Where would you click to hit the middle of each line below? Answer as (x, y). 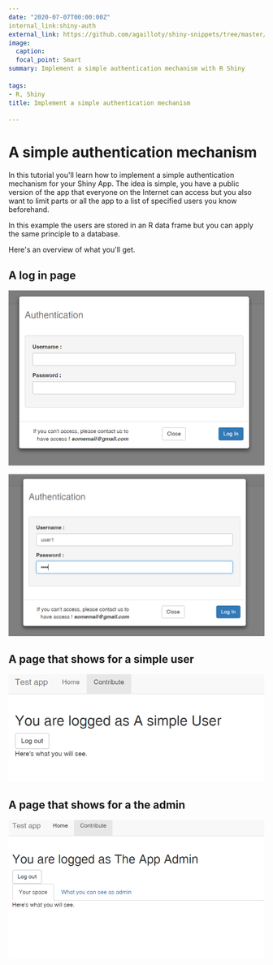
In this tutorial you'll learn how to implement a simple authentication (121, 175)
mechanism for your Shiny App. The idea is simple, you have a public (124, 184)
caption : (30, 52)
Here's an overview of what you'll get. (72, 250)
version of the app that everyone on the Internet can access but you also (130, 193)
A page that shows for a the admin (97, 805)
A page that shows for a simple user (102, 659)
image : (19, 43)
